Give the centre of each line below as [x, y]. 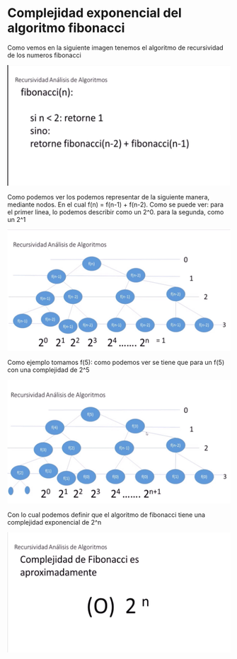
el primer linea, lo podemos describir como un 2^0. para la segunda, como [116, 212]
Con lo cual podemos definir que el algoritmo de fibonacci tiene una [106, 515]
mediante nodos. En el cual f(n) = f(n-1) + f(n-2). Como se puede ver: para [116, 204]
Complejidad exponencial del [94, 13]
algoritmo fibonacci [66, 28]
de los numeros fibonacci [44, 55]
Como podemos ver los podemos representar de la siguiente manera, [109, 197]
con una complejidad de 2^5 [48, 370]
